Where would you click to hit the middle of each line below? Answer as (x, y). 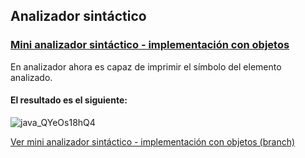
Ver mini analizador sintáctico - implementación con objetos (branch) (153, 141)
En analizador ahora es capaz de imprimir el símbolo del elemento (146, 66)
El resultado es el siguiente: (69, 100)
